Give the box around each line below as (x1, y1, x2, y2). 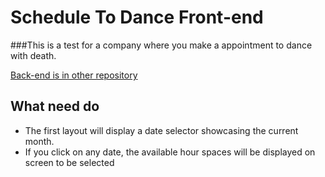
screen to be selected (24, 156, 115, 168)
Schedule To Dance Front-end (10, 6, 264, 29)
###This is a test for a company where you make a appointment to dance (10, 39, 313, 51)
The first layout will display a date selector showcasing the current (24, 124, 299, 136)
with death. (10, 49, 57, 61)
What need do (10, 98, 100, 115)
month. (24, 135, 55, 147)
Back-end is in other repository (10, 69, 138, 81)
